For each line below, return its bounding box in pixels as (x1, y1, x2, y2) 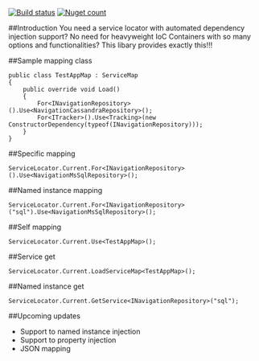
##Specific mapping (8, 149, 76, 158)
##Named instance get (8, 281, 84, 291)
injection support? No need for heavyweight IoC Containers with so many (8, 32, 252, 41)
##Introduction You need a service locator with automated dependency (8, 23, 245, 32)
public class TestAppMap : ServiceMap (8, 72, 138, 80)
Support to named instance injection (19, 326, 141, 336)
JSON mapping (19, 344, 71, 353)
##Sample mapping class (8, 56, 92, 65)
